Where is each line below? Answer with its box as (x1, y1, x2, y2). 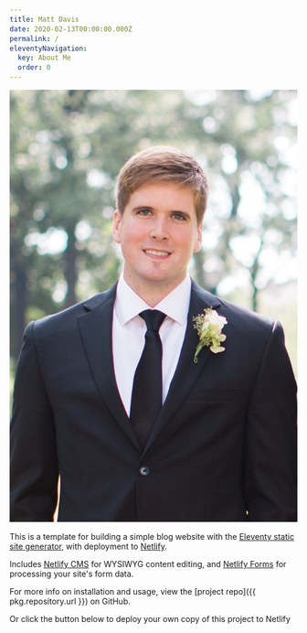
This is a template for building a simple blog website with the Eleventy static (9, 531, 295, 542)
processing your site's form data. (9, 568, 134, 579)
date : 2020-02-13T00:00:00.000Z (9, 24, 132, 34)
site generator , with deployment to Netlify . (9, 541, 167, 552)
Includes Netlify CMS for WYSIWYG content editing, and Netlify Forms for (9, 559, 287, 569)
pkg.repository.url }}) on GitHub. (9, 595, 131, 606)
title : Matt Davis (9, 15, 79, 24)
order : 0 (17, 63, 51, 72)
